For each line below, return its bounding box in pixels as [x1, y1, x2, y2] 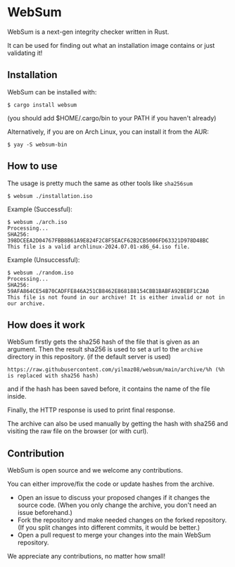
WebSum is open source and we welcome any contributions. [7, 466, 183, 475]
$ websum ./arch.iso [7, 218, 68, 225]
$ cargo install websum [7, 101, 77, 108]
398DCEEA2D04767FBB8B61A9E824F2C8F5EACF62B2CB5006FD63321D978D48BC [7, 237, 210, 244]
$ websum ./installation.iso [7, 192, 93, 199]
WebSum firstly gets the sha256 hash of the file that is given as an [7, 337, 200, 346]
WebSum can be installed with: [7, 87, 97, 96]
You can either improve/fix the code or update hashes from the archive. [7, 480, 215, 488]
